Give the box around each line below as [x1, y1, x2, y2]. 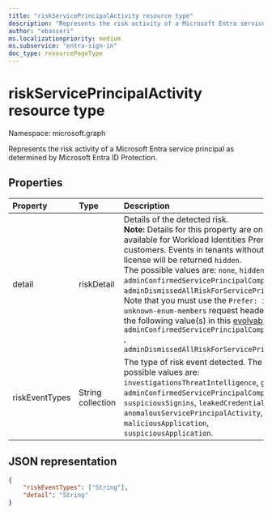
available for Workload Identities [124, 234, 247, 245]
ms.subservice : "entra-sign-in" [8, 42, 117, 50]
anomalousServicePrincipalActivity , [124, 406, 263, 418]
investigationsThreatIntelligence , [124, 376, 259, 388]
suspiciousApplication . [124, 427, 214, 438]
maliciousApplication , [124, 417, 210, 428]
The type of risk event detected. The [124, 356, 263, 367]
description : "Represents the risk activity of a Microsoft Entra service [8, 19, 266, 28]
